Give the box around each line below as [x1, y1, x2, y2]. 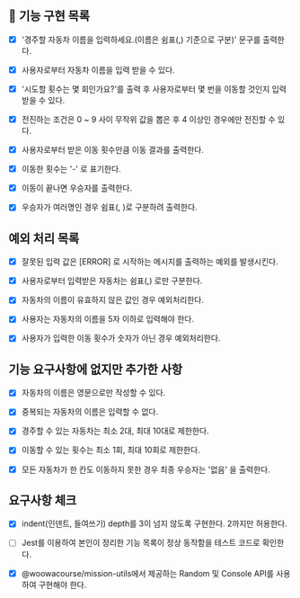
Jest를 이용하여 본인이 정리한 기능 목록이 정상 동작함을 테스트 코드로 [21, 538, 260, 549]
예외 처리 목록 [8, 230, 80, 245]
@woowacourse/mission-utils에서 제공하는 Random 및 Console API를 [21, 567, 275, 578]
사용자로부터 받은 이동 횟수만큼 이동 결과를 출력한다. [21, 145, 204, 156]
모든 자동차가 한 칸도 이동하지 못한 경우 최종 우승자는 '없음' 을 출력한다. [21, 464, 270, 475]
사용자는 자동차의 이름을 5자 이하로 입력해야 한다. [21, 314, 195, 325]
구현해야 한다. [38, 579, 87, 590]
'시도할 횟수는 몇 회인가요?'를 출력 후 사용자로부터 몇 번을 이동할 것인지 [21, 84, 270, 94]
